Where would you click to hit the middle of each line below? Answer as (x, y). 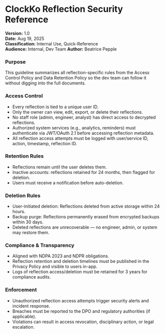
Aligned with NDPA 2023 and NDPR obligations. (61, 256)
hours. (19, 211)
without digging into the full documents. (46, 83)
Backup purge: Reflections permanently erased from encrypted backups (86, 217)
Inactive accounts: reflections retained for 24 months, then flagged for (83, 172)
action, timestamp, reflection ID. (45, 143)
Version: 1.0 (17, 33)
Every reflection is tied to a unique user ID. (55, 107)
